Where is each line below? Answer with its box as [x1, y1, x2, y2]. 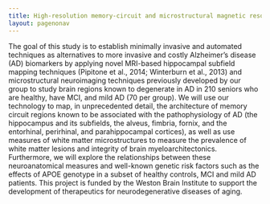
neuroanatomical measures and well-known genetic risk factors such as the [8, 161, 260, 170]
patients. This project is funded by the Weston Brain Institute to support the [8, 177, 258, 187]
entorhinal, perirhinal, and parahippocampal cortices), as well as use [8, 126, 235, 137]
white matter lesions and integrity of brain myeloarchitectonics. [8, 144, 218, 153]
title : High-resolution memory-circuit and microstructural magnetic [8, 11, 247, 20]
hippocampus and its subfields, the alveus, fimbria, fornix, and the [8, 118, 227, 128]
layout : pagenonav [8, 19, 70, 27]
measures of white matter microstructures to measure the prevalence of [8, 135, 247, 145]
